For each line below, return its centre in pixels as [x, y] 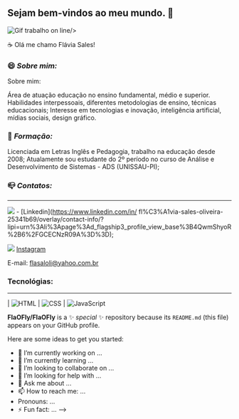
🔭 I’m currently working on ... [60, 353]
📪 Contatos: [30, 186]
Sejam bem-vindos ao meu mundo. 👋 [91, 13]
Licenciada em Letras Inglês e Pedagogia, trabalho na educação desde [111, 152]
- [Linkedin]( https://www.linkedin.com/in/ [76, 212]
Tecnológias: [30, 281]
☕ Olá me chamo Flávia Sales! [52, 44]
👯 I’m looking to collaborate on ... [66, 368]
